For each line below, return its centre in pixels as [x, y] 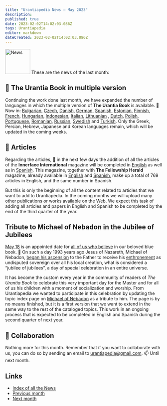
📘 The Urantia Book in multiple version [66, 88]
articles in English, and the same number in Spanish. [59, 180]
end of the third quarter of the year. [41, 211]
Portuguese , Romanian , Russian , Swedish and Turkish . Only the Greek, [78, 121]
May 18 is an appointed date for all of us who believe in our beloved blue [80, 247]
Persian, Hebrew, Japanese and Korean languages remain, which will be [79, 126]
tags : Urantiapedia [25, 28]
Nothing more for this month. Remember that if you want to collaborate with [83, 348]
